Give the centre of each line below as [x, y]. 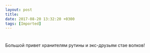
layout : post [19, 10]
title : [12, 14]
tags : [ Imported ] [23, 24]
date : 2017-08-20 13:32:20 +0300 [40, 19]
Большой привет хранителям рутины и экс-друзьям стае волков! [75, 46]
